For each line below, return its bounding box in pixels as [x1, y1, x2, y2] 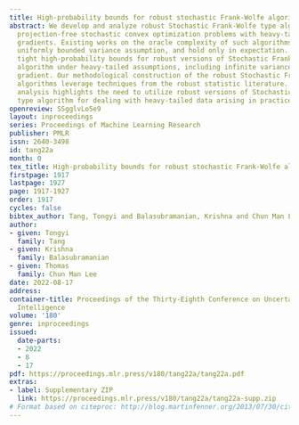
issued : [9, 328, 38, 337]
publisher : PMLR [9, 129, 69, 138]
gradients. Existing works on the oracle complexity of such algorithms [17, 37, 293, 47]
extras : [9, 378, 38, 387]
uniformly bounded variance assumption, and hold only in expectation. [17, 46, 289, 55]
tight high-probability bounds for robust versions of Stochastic [17, 54, 269, 63]
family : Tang [17, 237, 66, 246]
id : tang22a [9, 145, 53, 154]
